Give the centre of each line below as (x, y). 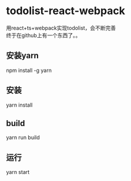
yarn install (19, 105)
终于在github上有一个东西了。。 (43, 35)
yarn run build (23, 137)
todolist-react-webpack (65, 11)
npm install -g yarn (29, 70)
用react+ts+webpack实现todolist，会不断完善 (61, 28)
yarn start (18, 172)
